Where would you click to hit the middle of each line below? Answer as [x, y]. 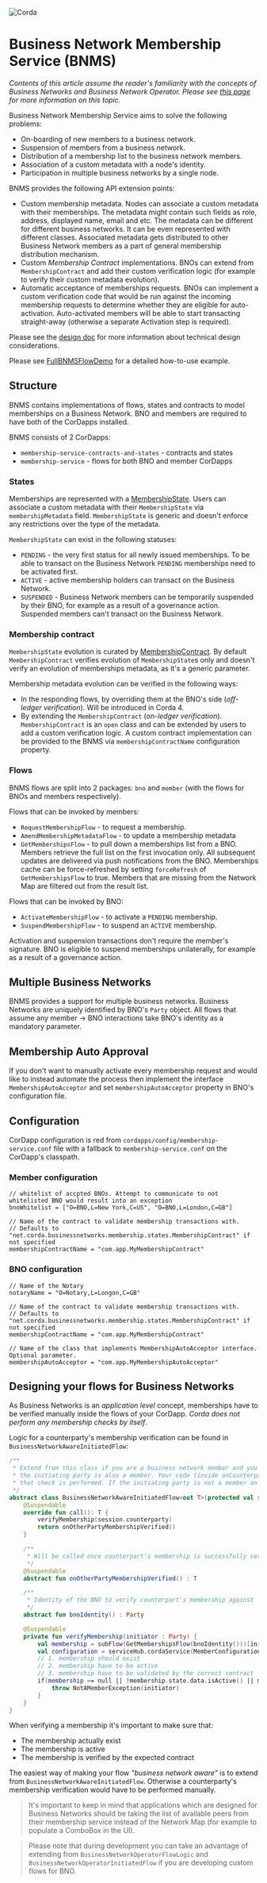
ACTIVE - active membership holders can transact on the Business [128, 580]
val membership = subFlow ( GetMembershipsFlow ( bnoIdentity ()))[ [144, 1644]
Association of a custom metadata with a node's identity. [113, 164]
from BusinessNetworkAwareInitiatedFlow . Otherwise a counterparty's [123, 1781]
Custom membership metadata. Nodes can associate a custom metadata [139, 203]
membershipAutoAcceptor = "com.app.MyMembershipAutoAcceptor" [114, 1362]
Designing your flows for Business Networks [122, 1387]
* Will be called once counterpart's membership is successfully [137, 1556]
